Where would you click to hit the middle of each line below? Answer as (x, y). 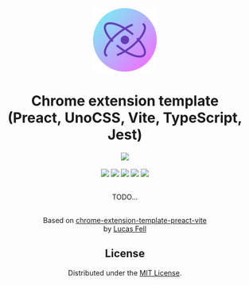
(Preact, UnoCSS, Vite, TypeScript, (125, 118)
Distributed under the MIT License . (125, 272)
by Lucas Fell (125, 229)
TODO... (125, 197)
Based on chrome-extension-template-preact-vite (125, 220)
